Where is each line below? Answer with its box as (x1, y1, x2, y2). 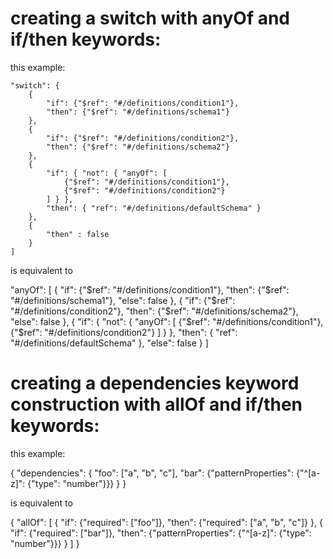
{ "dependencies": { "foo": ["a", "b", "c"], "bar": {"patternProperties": (10, 467, 294, 479)
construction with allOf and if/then (10, 393, 303, 416)
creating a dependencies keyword (10, 372, 300, 395)
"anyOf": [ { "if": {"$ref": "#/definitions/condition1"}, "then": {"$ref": (10, 283, 290, 296)
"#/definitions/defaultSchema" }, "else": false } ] (10, 337, 209, 349)
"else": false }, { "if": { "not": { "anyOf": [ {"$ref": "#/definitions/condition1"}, (10, 315, 324, 327)
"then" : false (46, 229, 110, 239)
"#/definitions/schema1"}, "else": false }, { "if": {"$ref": (10, 294, 236, 306)
